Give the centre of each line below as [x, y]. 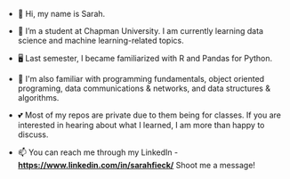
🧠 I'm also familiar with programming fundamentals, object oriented [141, 79]
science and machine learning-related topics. [101, 41]
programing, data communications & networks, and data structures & [144, 88]
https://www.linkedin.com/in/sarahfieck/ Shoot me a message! [137, 165]
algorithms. [38, 98]
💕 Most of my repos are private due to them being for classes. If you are [149, 115]
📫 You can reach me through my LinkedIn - [98, 152]
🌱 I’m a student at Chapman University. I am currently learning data [141, 31]
